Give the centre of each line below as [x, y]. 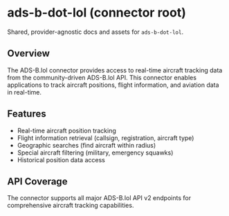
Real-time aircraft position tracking [66, 130]
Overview [29, 53]
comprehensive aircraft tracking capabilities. [71, 206]
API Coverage [37, 181]
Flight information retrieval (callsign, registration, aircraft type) [106, 138]
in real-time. [25, 92]
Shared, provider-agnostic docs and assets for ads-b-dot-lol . [95, 32]
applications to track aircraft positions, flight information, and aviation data [113, 85]
